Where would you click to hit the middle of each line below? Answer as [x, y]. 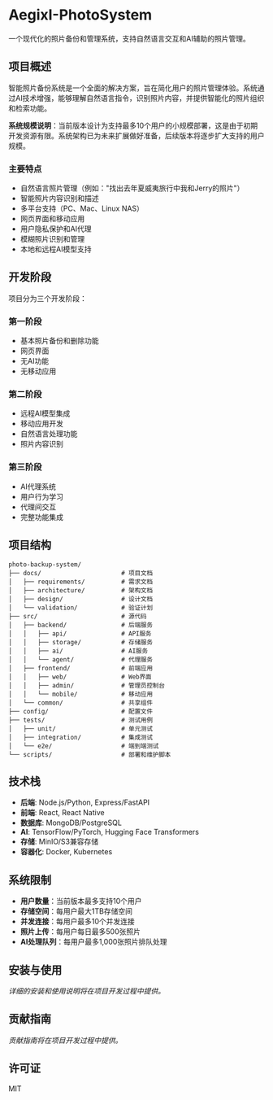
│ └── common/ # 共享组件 [80, 703]
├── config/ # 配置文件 [80, 711]
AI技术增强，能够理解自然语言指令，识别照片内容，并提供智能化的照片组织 [140, 98]
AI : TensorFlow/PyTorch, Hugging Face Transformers [109, 832]
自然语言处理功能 [49, 434]
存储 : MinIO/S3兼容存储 [59, 842]
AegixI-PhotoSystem [80, 15]
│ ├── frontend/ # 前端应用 [80, 668]
